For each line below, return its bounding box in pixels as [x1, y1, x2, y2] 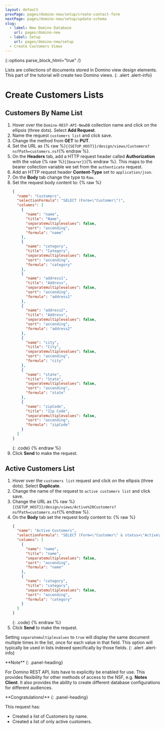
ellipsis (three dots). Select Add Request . [12, 127, 96, 133]
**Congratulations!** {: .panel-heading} [5, 695, 88, 700]
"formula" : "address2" [25, 326, 72, 331]
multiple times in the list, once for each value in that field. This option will [5, 639, 153, 645]
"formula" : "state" [25, 390, 66, 395]
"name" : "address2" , [25, 308, 68, 313]
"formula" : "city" [25, 358, 64, 363]
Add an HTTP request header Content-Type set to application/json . [12, 169, 153, 175]
